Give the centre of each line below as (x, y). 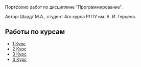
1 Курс (19, 44)
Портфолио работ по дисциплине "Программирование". (64, 7)
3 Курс (19, 54)
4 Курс (19, 59)
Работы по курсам (35, 32)
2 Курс (19, 49)
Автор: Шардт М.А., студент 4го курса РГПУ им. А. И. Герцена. (70, 16)
